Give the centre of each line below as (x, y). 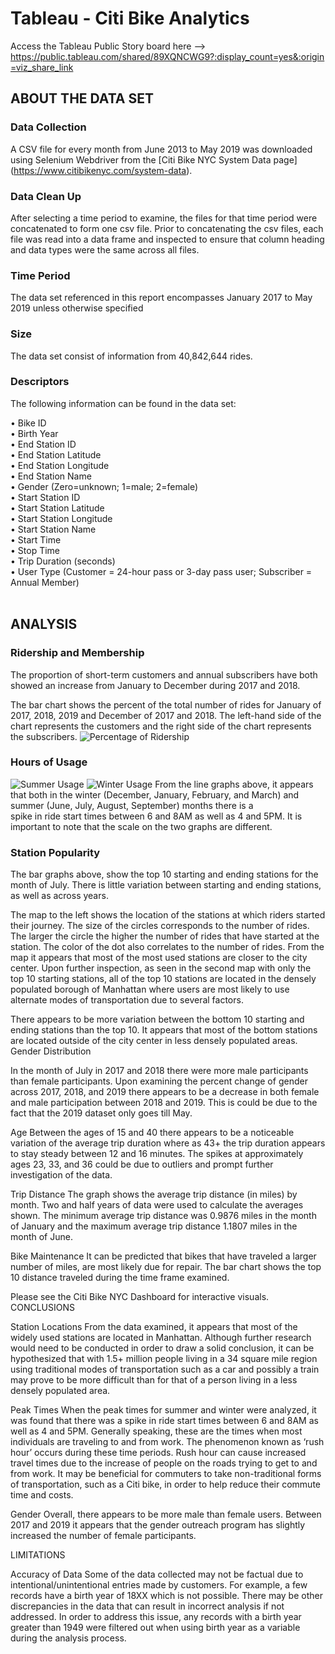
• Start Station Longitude (61, 518)
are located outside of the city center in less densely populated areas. (154, 1041)
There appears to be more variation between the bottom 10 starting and (157, 1019)
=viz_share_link (42, 67)
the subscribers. (44, 736)
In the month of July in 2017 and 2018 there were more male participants (159, 1071)
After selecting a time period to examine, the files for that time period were (164, 218)
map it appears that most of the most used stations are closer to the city (159, 958)
